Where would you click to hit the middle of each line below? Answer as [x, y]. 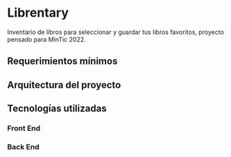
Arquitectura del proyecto [64, 85]
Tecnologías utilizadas [57, 109]
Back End [23, 147]
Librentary [38, 13]
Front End [24, 129]
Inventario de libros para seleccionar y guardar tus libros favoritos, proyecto [115, 32]
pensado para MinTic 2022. [46, 39]
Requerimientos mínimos [62, 61]
